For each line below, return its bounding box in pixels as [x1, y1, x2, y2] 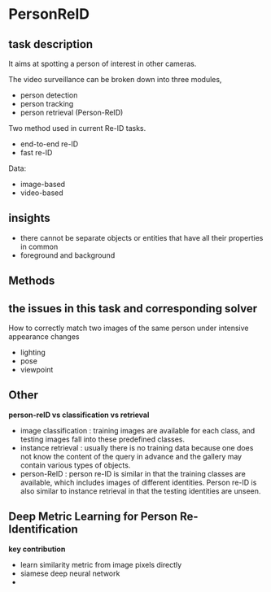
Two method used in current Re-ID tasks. [8, 124, 146, 133]
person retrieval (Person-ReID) [20, 107, 124, 117]
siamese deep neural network [20, 568, 120, 578]
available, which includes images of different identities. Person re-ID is [20, 477, 257, 487]
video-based [20, 188, 63, 198]
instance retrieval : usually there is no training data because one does [20, 442, 254, 452]
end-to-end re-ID [20, 139, 79, 149]
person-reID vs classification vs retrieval [8, 410, 150, 420]
